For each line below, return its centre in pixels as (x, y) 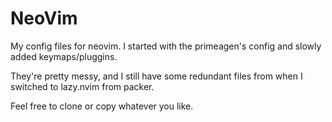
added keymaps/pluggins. (64, 56)
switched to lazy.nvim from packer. (82, 86)
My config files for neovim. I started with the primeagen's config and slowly (166, 46)
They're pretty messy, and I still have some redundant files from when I (156, 76)
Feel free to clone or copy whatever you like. (102, 106)
